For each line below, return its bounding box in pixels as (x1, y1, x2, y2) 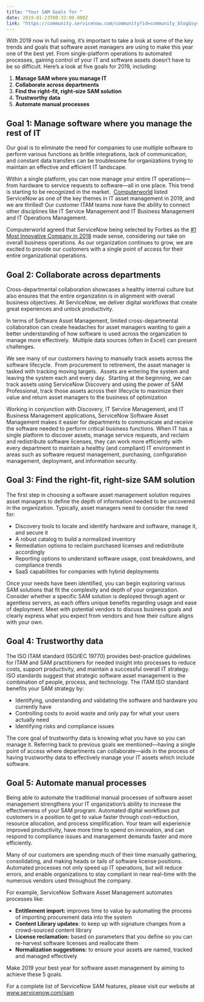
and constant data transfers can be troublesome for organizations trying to (6, 157, 193, 165)
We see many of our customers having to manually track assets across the (6, 355, 193, 362)
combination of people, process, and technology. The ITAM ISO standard (6, 678, 189, 685)
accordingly (15, 548, 46, 556)
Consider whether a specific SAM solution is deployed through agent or (6, 592, 186, 599)
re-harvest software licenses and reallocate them (15, 940, 138, 947)
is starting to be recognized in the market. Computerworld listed (6, 188, 168, 196)
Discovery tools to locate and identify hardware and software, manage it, (15, 522, 197, 529)
